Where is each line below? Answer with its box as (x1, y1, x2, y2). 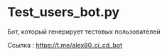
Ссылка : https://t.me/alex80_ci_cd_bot (7, 41, 123, 49)
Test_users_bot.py (7, 4, 120, 20)
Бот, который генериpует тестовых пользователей (7, 27, 161, 36)
